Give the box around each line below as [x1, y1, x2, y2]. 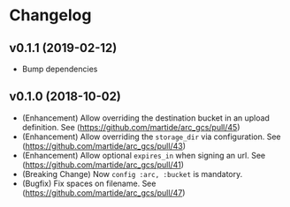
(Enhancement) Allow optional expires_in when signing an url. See [21, 150, 266, 160]
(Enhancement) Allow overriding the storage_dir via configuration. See [21, 131, 281, 142]
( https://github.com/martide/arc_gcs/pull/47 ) [21, 187, 186, 198]
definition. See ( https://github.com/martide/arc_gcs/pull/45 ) [21, 122, 240, 132]
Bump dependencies [21, 63, 98, 74]
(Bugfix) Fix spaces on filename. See [21, 178, 156, 189]
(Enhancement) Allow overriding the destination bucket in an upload [21, 112, 270, 123]
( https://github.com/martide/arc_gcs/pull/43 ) [21, 140, 186, 151]
